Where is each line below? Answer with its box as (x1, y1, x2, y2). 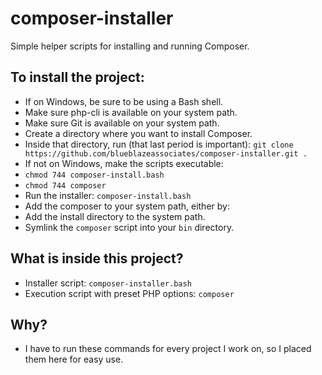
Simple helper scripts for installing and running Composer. (10, 40, 250, 52)
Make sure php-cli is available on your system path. (24, 106, 238, 118)
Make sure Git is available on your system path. (24, 117, 220, 129)
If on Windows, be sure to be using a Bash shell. (24, 95, 224, 107)
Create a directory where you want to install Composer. (24, 127, 253, 139)
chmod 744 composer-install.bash (24, 170, 165, 180)
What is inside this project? (10, 250, 184, 267)
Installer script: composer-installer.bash (24, 277, 192, 289)
